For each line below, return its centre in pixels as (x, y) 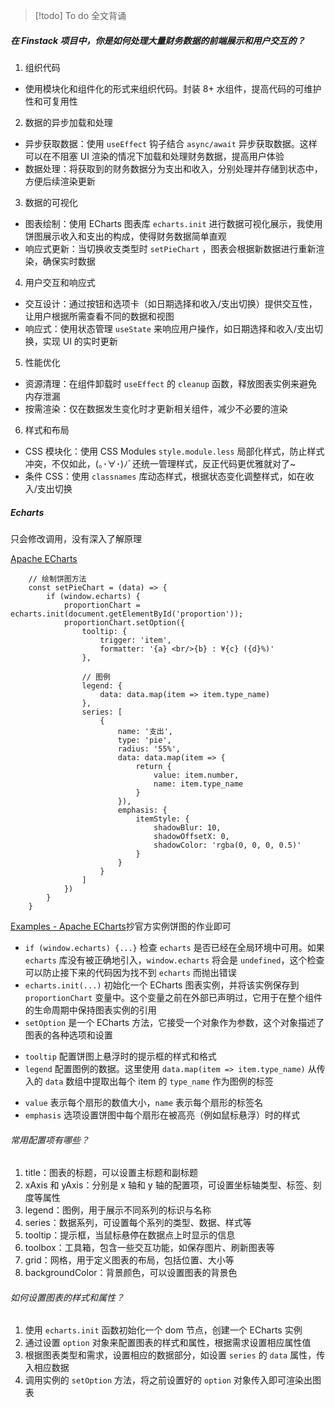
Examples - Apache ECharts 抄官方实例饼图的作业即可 (121, 926)
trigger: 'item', (135, 640)
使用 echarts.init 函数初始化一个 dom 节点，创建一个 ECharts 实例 (163, 1330)
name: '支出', (145, 731)
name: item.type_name (198, 784)
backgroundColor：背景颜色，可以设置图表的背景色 (131, 1273)
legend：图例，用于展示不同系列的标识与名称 (118, 1210)
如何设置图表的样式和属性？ (67, 1297)
